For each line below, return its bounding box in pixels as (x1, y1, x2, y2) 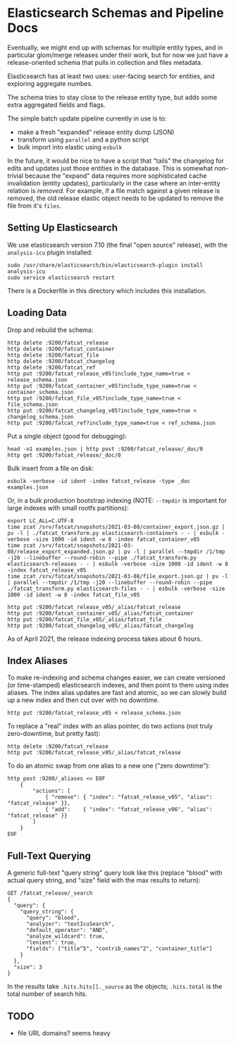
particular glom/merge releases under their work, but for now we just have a (7, 51, 228, 59)
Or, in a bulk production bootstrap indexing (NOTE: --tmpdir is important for (7, 496, 228, 505)
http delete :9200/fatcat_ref (7, 364, 97, 371)
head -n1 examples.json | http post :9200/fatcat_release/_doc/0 (7, 446, 203, 453)
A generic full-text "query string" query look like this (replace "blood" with (7, 868, 223, 877)
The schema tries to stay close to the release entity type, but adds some (7, 93, 218, 102)
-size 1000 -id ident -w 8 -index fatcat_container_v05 (32, 536, 200, 543)
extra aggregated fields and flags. (7, 100, 106, 109)
